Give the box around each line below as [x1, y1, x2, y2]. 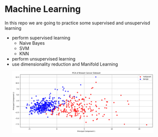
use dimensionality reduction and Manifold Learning [11, 61, 118, 67]
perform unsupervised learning [11, 56, 76, 62]
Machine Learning [4, 3, 81, 15]
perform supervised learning [11, 35, 70, 41]
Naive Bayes [19, 40, 45, 46]
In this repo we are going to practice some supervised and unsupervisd [4, 20, 151, 26]
